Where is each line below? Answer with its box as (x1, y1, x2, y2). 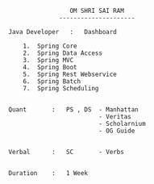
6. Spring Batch (23, 77, 81, 86)
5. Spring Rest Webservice (23, 70, 117, 78)
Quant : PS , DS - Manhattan (8, 106, 139, 114)
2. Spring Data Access (23, 49, 103, 57)
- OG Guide (98, 127, 135, 135)
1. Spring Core (23, 42, 78, 50)
